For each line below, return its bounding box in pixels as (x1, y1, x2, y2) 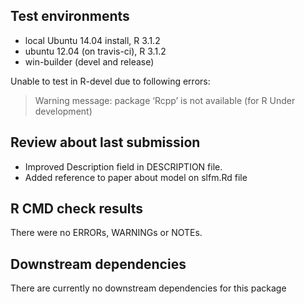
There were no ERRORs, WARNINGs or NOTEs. (10, 227, 203, 239)
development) (34, 105, 93, 117)
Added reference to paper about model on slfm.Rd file (24, 171, 248, 183)
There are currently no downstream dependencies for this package (10, 282, 287, 294)
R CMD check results (10, 200, 144, 218)
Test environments (10, 8, 130, 25)
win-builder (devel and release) (24, 55, 155, 68)
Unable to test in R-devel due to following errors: (10, 75, 211, 87)
